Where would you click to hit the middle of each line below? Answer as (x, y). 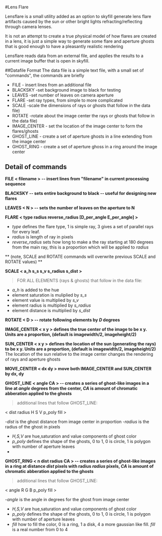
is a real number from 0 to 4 (40, 529)
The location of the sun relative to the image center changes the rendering (79, 354)
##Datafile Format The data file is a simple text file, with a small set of (74, 70)
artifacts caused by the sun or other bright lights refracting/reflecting (74, 22)
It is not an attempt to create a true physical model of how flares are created (81, 36)
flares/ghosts (25, 131)
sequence (15, 184)
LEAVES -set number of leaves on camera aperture (63, 95)
